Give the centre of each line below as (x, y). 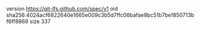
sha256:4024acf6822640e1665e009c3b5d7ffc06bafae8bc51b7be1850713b (100, 15)
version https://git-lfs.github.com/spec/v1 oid (62, 9)
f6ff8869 (17, 21)
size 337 (40, 21)
